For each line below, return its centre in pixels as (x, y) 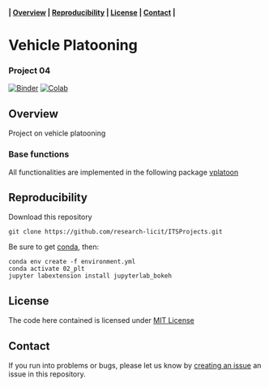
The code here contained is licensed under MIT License (101, 320)
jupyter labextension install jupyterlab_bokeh (90, 276)
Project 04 (30, 71)
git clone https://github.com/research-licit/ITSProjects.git (115, 232)
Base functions (39, 154)
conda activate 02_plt (47, 269)
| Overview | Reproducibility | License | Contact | (92, 13)
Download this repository (50, 217)
